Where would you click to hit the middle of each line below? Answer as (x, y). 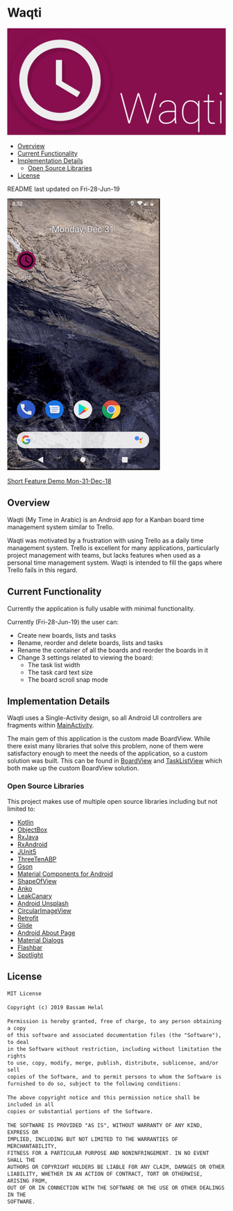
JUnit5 (27, 852)
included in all (31, 1104)
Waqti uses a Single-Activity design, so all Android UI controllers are (105, 718)
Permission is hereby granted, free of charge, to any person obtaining (114, 1021)
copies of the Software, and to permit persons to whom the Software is (114, 1076)
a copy (17, 1028)
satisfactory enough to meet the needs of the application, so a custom (107, 753)
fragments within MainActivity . (51, 725)
